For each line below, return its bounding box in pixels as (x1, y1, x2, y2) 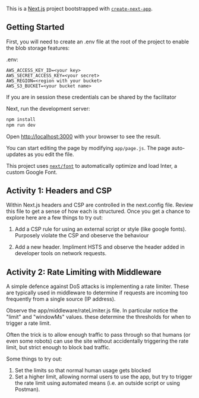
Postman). (14, 386, 40, 393)
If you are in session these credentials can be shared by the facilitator (6, 93, 177, 101)
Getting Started (6, 22, 65, 32)
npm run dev (6, 122, 36, 128)
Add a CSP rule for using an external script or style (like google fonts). (14, 225, 187, 233)
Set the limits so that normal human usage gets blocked (14, 367, 151, 374)
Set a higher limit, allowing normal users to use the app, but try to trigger (14, 373, 193, 380)
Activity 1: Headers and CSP (6, 186, 112, 196)
